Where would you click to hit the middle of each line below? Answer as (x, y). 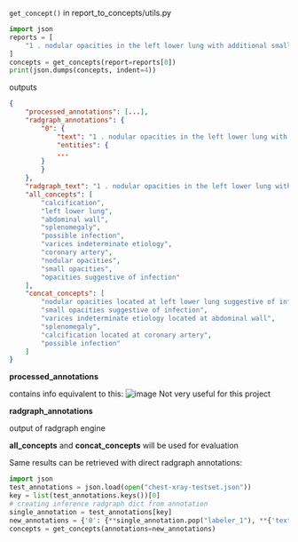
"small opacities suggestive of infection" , (125, 310)
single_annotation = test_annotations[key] (91, 512)
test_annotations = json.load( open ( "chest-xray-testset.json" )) (130, 488)
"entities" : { (82, 145)
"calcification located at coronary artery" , (127, 335)
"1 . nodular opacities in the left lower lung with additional (146, 45)
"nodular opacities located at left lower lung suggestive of (158, 302)
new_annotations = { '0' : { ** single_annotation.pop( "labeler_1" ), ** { (141, 520)
